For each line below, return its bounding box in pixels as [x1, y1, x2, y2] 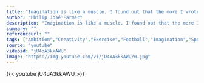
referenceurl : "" [6, 31, 50, 37]
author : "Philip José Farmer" [6, 14, 83, 20]
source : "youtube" [6, 43, 53, 49]
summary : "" [6, 25, 36, 32]
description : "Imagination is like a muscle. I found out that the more [6, 20, 194, 26]
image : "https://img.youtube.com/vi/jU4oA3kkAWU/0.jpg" [6, 54, 151, 60]
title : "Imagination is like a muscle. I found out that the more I [6, 8, 183, 15]
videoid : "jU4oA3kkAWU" [6, 48, 67, 54]
